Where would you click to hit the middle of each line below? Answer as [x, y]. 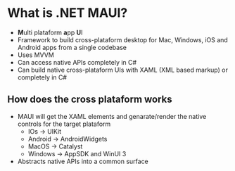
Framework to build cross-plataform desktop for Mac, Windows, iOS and [123, 39]
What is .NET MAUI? [68, 13]
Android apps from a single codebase [72, 47]
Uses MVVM [36, 55]
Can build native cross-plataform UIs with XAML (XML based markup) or [123, 70]
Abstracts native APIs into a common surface [83, 161]
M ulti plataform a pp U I [50, 32]
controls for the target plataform [64, 124]
